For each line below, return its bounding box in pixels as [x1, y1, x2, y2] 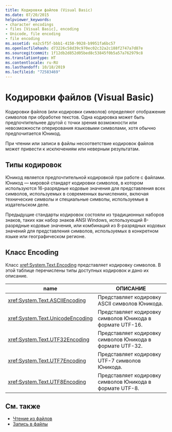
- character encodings [5, 22, 54, 27]
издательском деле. [5, 201, 50, 208]
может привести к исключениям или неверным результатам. [5, 146, 140, 152]
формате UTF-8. [97, 384, 140, 391]
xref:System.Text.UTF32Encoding [8, 336, 90, 343]
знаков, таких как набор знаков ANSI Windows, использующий [5, 217, 143, 223]
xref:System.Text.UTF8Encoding [8, 378, 86, 385]
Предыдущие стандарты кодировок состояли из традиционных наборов [5, 211, 164, 218]
